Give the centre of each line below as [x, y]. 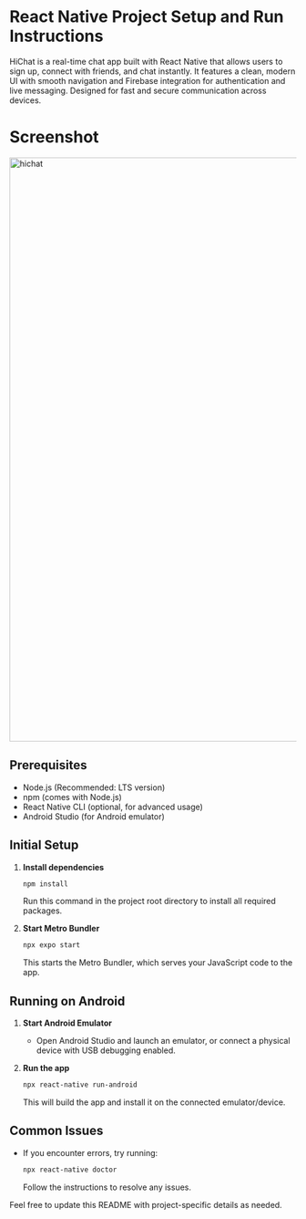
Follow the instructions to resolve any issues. [107, 1187]
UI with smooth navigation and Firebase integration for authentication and [148, 80]
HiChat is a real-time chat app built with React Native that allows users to [146, 61]
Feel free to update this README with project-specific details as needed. [146, 1204]
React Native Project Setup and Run [147, 17]
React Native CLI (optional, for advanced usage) [112, 807]
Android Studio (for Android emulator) [94, 816]
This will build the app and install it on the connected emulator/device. [154, 1102]
